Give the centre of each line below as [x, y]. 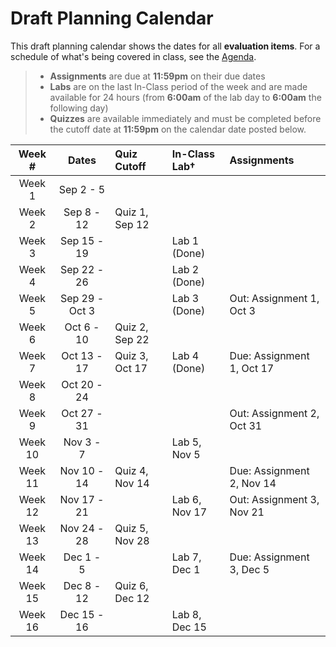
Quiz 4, [131, 470]
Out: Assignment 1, [274, 298]
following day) [79, 108]
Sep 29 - [82, 298]
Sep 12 [132, 224]
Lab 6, [186, 499]
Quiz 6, [131, 585]
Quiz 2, [131, 327]
